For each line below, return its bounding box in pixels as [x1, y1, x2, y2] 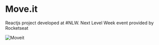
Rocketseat [5, 25, 29, 31]
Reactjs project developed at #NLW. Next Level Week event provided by [5, 20, 154, 26]
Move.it [5, 3, 38, 15]
